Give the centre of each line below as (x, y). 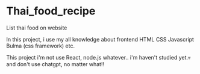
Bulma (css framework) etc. (41, 46)
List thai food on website (37, 28)
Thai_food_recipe (51, 11)
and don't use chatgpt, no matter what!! (55, 64)
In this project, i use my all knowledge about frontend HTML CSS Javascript (100, 39)
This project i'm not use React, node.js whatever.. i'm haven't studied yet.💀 (98, 57)
